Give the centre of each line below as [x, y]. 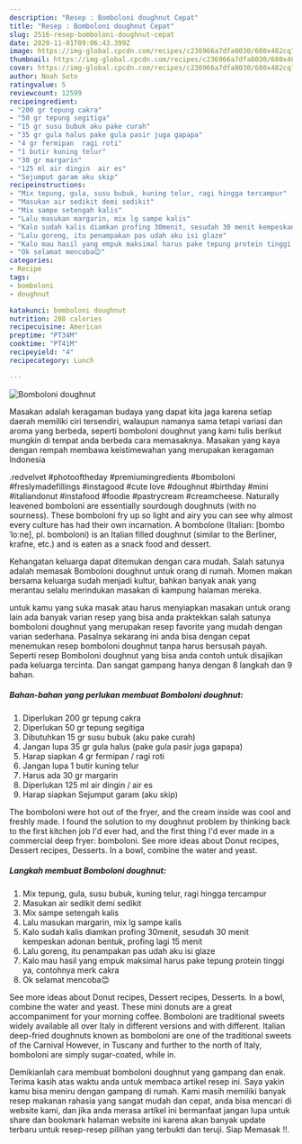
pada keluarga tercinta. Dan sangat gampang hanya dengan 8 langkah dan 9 [151, 665]
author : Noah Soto [44, 77]
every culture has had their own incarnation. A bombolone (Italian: [132, 524]
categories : [31, 261]
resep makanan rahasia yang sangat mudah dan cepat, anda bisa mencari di [151, 1101]
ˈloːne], [22, 534]
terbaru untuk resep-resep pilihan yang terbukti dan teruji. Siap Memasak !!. [150, 1129]
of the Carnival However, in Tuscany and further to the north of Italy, [136, 1045]
